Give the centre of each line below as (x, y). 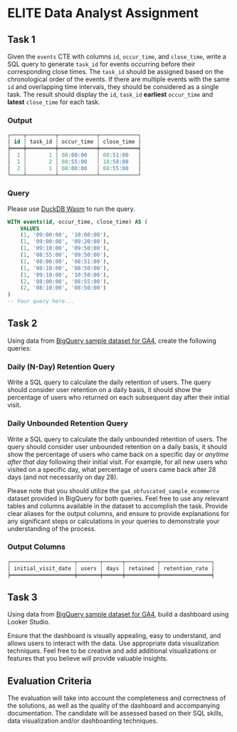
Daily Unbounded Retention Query (68, 423)
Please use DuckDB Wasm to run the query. (71, 209)
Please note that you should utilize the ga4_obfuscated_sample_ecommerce (114, 490)
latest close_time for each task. (54, 102)
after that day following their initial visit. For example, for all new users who (117, 462)
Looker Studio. (29, 622)
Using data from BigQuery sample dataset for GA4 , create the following (112, 341)
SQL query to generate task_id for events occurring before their (101, 64)
